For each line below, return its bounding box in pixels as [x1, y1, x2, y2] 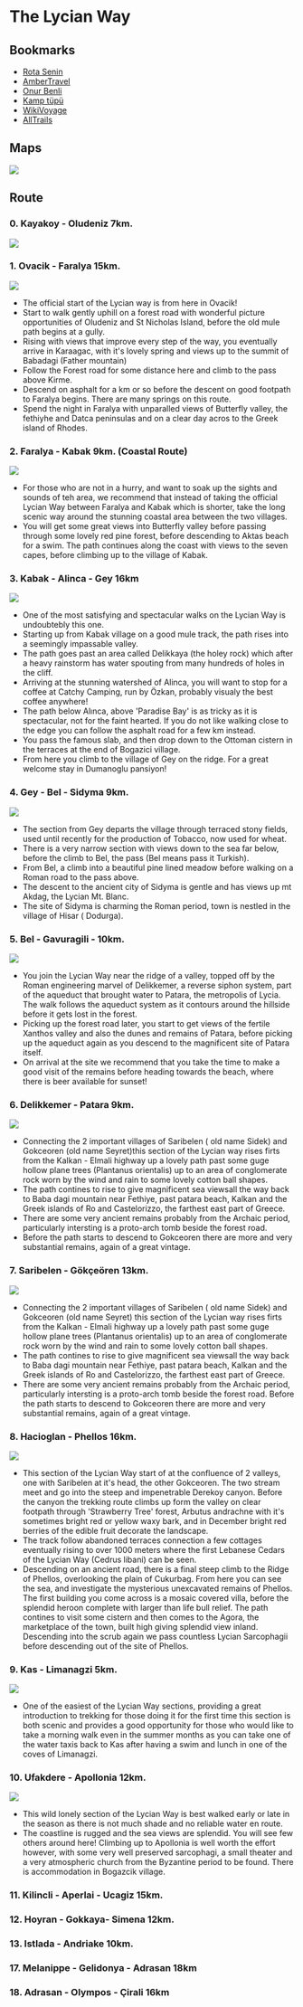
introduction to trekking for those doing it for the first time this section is [22, 1710, 291, 1721]
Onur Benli [22, 86, 62, 96]
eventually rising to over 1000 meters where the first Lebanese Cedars [22, 1544, 285, 1555]
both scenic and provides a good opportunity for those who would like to [22, 1720, 294, 1731]
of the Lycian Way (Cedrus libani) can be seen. [22, 1554, 197, 1565]
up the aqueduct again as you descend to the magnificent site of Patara [22, 1037, 290, 1048]
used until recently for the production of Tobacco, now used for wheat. [22, 833, 288, 844]
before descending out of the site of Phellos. [22, 1640, 189, 1652]
